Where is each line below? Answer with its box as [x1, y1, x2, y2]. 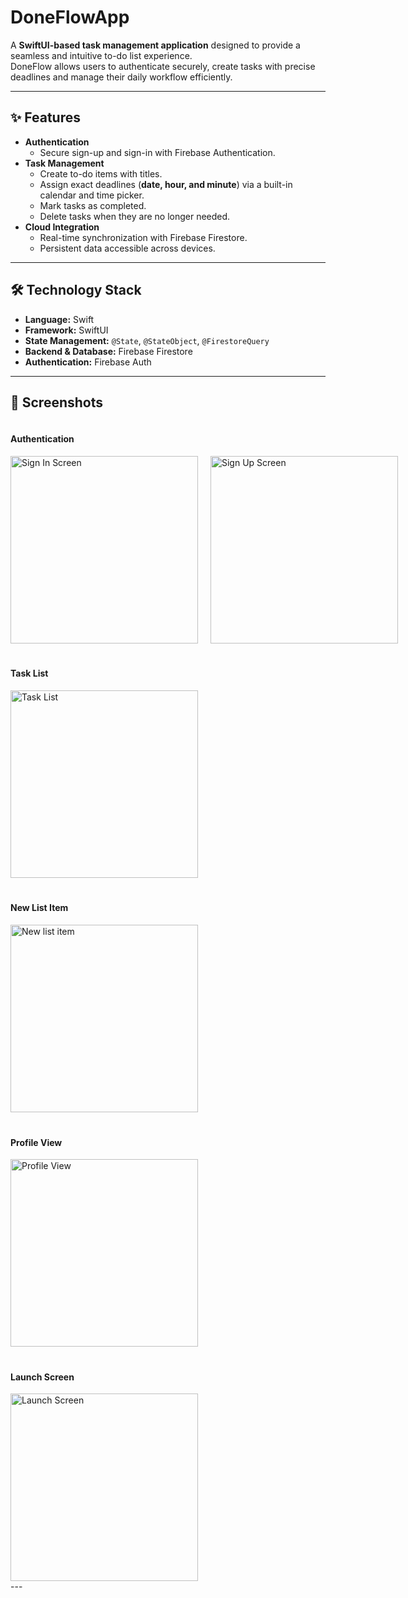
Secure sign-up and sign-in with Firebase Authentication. [39, 146, 276, 158]
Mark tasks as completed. [39, 199, 147, 211]
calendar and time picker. [39, 189, 145, 201]
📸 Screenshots [10, 394, 104, 411]
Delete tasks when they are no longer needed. [39, 210, 231, 222]
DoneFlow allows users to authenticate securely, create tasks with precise [10, 60, 316, 72]
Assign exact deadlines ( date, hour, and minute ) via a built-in [39, 178, 293, 190]
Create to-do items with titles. [39, 167, 163, 180]
